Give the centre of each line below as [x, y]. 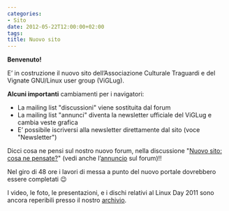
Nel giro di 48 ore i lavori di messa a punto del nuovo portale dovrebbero [112, 172]
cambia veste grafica [47, 122]
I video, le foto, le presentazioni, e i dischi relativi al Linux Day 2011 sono [111, 193]
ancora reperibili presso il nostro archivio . [67, 201]
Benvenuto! [24, 59]
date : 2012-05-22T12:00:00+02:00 [56, 27]
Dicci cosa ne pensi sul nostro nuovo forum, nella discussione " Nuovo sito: [114, 151]
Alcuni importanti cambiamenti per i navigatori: [76, 94]
